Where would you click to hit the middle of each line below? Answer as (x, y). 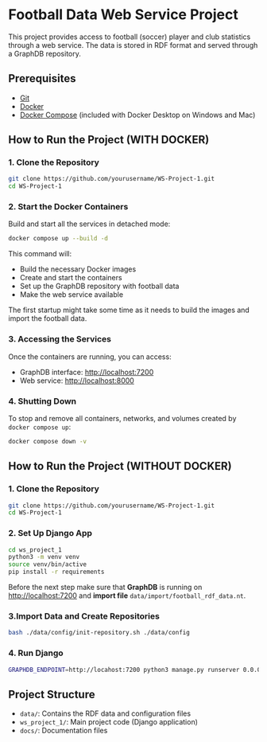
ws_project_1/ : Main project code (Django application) (109, 722)
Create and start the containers (71, 278)
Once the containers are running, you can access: (90, 357)
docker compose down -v (48, 441)
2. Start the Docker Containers (68, 207)
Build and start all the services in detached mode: (89, 224)
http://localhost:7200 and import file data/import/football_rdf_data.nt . (127, 596)
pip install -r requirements (56, 572)
